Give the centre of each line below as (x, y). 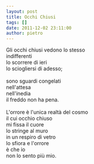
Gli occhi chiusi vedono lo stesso (46, 50)
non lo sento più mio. (31, 156)
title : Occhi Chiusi (31, 17)
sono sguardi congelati (34, 81)
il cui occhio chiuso (29, 118)
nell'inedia (18, 94)
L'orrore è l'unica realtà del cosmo (47, 112)
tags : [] (17, 22)
